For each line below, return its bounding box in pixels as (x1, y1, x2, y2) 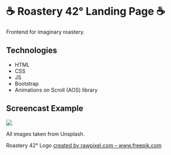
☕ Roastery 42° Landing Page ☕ (6, 5, 166, 18)
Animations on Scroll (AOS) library (14, 86, 98, 93)
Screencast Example (6, 104, 84, 114)
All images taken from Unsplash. (6, 130, 85, 137)
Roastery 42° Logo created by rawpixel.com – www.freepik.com (6, 141, 162, 148)
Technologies (6, 46, 58, 56)
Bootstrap (14, 80, 39, 87)
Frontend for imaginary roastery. (6, 28, 85, 35)
